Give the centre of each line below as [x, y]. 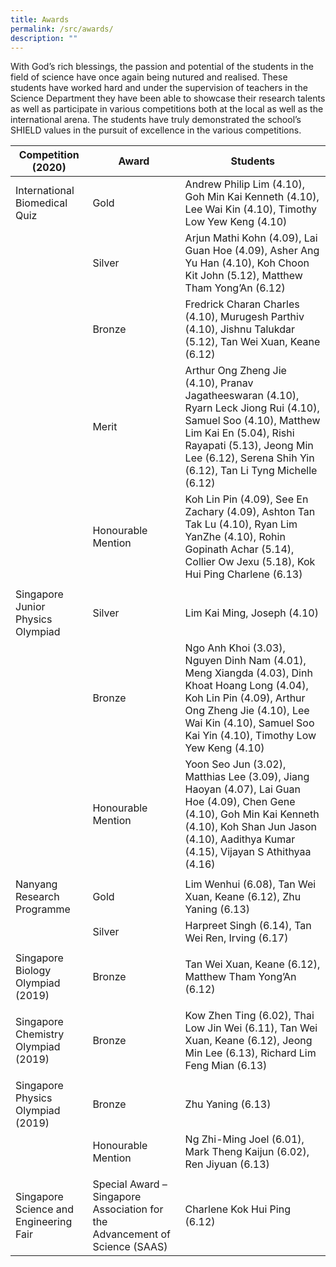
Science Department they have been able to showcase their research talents [168, 98]
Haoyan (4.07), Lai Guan [242, 789]
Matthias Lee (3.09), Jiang [247, 777]
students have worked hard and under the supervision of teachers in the [159, 88]
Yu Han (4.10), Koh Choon [247, 263]
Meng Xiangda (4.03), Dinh [248, 673]
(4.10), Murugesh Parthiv [244, 317]
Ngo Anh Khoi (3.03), [235, 648]
